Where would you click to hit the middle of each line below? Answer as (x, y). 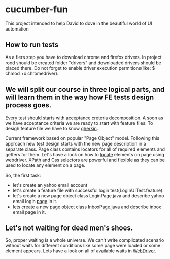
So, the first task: (23, 175)
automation (17, 28)
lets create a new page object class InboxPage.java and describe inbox (87, 207)
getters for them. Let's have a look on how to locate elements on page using (85, 154)
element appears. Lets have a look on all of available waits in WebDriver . (81, 251)
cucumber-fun (37, 9)
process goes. (28, 105)
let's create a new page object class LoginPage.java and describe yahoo (88, 196)
